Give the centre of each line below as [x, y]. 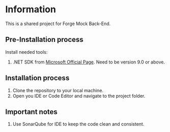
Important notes [31, 112]
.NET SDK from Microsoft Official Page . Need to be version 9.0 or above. [89, 62]
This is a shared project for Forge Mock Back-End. [58, 24]
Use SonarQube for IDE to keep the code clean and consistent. [78, 124]
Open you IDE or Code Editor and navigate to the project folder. [79, 96]
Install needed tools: [26, 52]
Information [31, 9]
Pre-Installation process [45, 40]
